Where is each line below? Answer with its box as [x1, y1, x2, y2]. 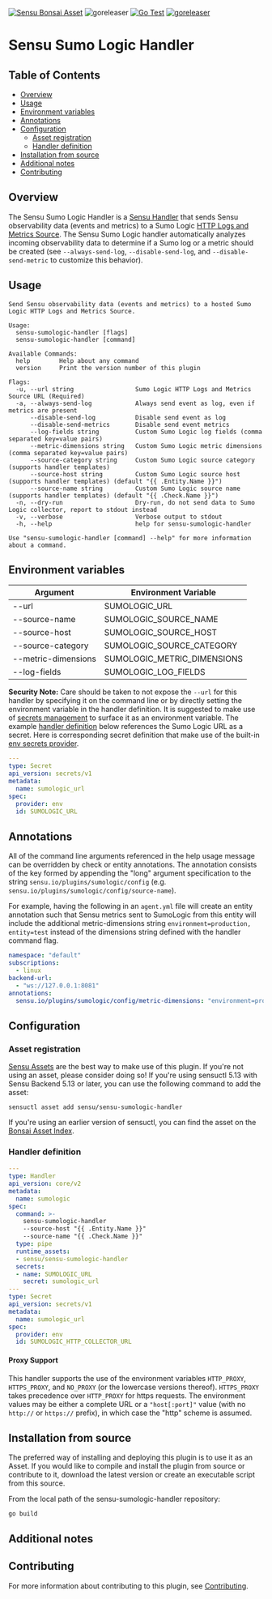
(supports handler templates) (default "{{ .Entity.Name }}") [8, 477, 223, 485]
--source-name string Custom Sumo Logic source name [29, 484, 241, 492]
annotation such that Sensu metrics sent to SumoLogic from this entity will [8, 910, 257, 919]
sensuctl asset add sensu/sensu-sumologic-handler [8, 1103, 183, 1111]
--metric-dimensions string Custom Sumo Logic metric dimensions [29, 441, 263, 450]
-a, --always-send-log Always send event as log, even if [15, 399, 255, 407]
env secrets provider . [8, 739, 79, 748]
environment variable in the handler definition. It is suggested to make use [8, 705, 256, 714]
